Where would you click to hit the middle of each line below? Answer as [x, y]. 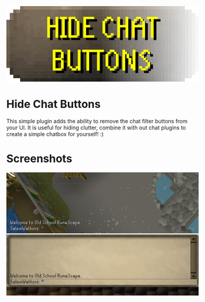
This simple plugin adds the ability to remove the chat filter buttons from [97, 121]
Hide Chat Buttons [53, 104]
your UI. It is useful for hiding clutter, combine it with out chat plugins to [96, 128]
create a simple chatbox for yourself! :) [55, 134]
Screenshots [39, 159]
